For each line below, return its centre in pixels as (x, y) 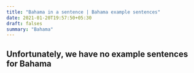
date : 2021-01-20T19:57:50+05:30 (49, 18)
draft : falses (25, 23)
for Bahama (29, 63)
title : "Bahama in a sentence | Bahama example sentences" (83, 12)
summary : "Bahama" (30, 29)
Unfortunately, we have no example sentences (97, 54)
